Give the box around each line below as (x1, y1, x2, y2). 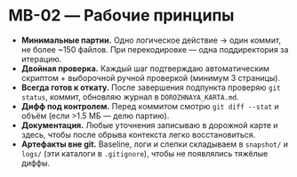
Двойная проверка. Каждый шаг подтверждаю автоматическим (20, 63, 270, 74)
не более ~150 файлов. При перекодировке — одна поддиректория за (20, 44, 289, 54)
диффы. (20, 157, 51, 168)
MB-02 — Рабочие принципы (8, 5, 235, 26)
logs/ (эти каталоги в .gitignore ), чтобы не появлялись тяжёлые (20, 148, 269, 158)
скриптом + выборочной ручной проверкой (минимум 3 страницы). (20, 72, 281, 83)
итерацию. (20, 53, 62, 64)
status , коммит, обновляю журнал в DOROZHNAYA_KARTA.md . (20, 91, 239, 102)
